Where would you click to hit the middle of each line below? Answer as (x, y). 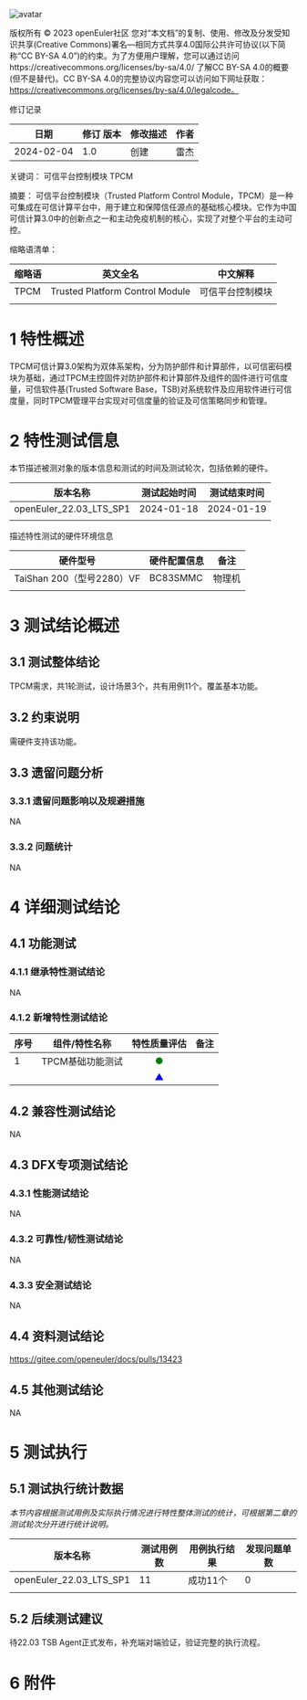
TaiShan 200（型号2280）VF (77, 578)
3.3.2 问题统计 (41, 847)
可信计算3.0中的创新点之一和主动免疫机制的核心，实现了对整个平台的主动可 (151, 218)
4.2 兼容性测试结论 (62, 1111)
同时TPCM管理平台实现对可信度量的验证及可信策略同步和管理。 (153, 400)
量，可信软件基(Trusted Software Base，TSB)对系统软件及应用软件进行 (143, 389)
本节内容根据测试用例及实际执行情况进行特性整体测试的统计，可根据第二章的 (153, 1513)
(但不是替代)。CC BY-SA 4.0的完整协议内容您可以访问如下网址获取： (138, 79)
